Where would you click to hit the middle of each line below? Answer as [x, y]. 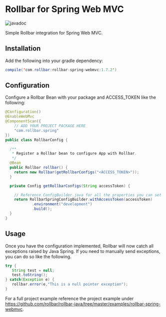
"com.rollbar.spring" [36, 130]
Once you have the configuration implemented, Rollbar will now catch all [79, 246]
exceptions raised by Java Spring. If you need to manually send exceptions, [83, 251]
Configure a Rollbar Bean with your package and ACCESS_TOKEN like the [81, 97]
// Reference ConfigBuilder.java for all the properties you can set [88, 195]
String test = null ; [33, 270]
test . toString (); [30, 275]
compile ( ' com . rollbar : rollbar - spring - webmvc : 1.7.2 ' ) [61, 70]
